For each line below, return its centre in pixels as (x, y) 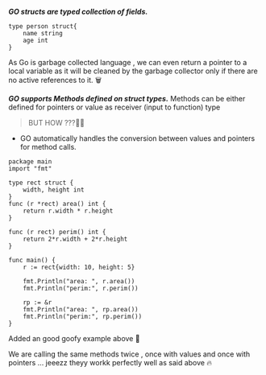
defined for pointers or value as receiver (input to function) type (114, 107)
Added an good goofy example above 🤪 (74, 338)
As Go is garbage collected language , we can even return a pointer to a (128, 62)
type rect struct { (41, 183)
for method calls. (48, 147)
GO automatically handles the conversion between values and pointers (137, 138)
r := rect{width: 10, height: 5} (79, 267)
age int (35, 40)
